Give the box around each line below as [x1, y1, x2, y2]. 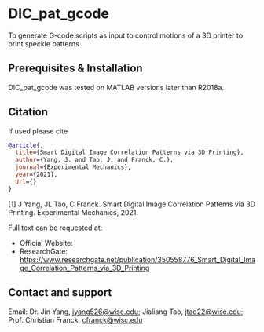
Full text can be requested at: [8, 223, 103, 232]
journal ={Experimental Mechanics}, [15, 163, 132, 171]
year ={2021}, [15, 170, 58, 179]
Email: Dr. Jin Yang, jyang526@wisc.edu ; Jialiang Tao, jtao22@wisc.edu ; [8, 307, 244, 316]
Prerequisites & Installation [8, 62, 143, 75]
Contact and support [8, 286, 112, 299]
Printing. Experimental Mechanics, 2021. [8, 207, 139, 217]
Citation [8, 105, 49, 119]
